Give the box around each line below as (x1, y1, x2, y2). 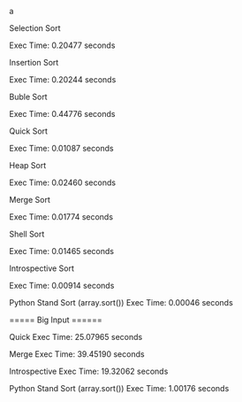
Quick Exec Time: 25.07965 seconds (9, 332, 143, 342)
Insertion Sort (9, 58, 59, 67)
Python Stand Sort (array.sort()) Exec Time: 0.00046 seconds (9, 298, 234, 307)
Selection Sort (9, 23, 61, 33)
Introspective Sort (9, 263, 75, 274)
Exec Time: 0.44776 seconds (9, 109, 116, 119)
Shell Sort (9, 228, 45, 239)
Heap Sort (9, 160, 47, 170)
